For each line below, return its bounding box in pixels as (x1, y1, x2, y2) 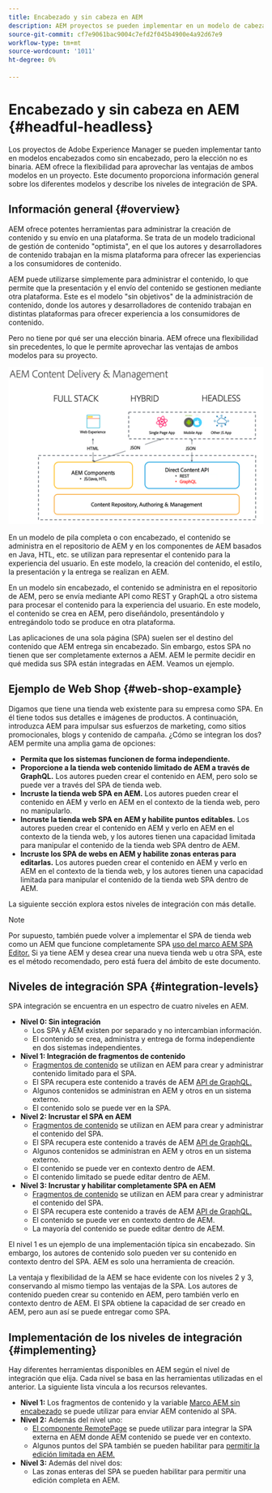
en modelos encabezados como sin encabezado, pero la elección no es (8, 153, 249, 162)
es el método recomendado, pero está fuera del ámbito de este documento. (8, 956, 261, 966)
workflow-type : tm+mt (8, 39, 82, 47)
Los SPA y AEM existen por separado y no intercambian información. (32, 1026, 262, 1035)
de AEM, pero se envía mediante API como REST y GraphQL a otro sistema (8, 591, 257, 600)
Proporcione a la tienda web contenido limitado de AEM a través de (19, 763, 250, 772)
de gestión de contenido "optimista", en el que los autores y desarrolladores (8, 241, 262, 251)
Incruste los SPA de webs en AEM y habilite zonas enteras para (19, 849, 236, 858)
